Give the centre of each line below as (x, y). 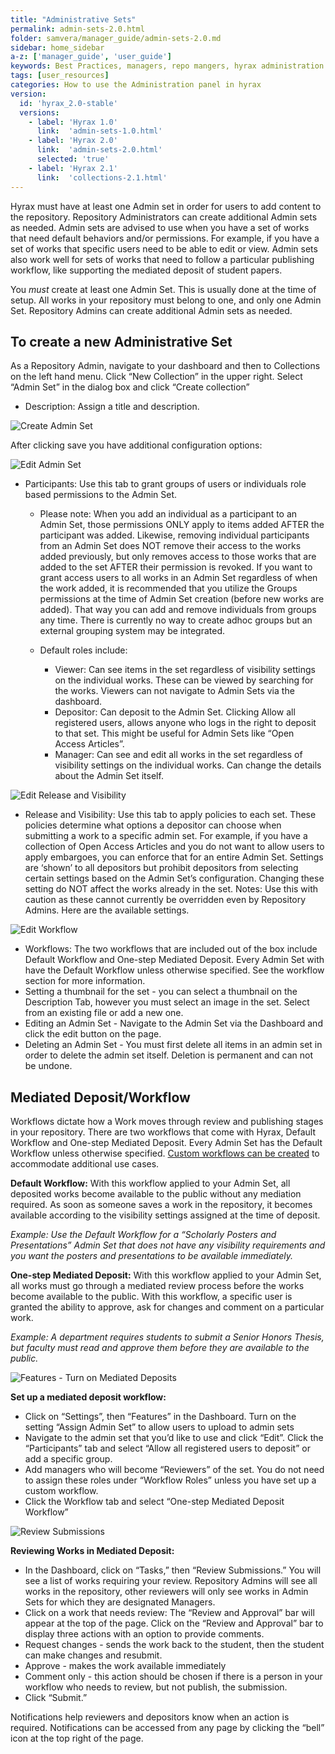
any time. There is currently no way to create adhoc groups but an (176, 620)
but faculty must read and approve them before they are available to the (160, 1348)
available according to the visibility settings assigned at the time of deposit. (165, 1215)
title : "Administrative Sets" (73, 19)
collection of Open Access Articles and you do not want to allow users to (174, 847)
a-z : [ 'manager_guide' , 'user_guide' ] (91, 57)
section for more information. (85, 981)
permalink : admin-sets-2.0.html (77, 29)
